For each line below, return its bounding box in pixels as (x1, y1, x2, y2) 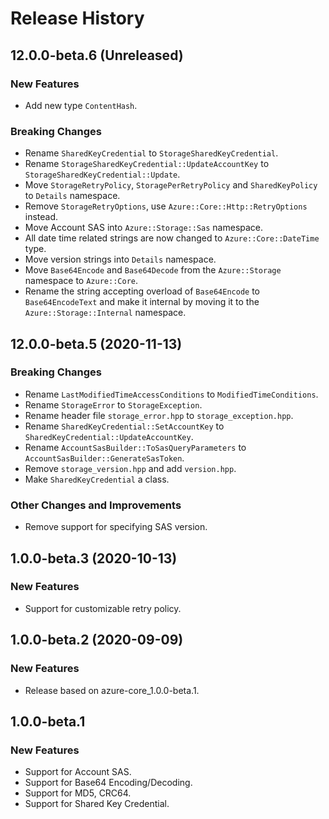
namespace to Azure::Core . (24, 275, 138, 287)
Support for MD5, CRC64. (24, 787, 132, 799)
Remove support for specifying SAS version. (24, 521, 208, 533)
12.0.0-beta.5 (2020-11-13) (10, 335, 183, 352)
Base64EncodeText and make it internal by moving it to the (24, 296, 260, 308)
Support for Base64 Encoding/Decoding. (24, 777, 193, 789)
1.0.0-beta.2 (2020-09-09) (10, 632, 184, 649)
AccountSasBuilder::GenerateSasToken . (24, 452, 185, 464)
